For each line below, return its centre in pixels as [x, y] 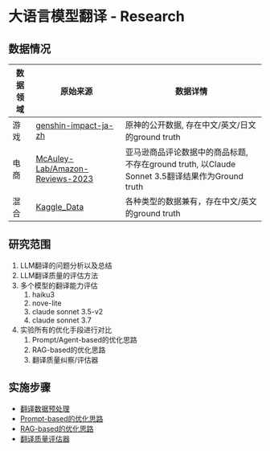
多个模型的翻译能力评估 [59, 285]
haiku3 [43, 294]
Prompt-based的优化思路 [61, 418]
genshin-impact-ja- [75, 125]
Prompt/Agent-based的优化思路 [85, 339]
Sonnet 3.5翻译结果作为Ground [184, 176]
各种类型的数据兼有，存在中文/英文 [191, 201]
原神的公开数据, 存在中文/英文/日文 [190, 125]
